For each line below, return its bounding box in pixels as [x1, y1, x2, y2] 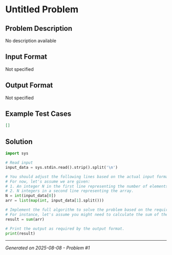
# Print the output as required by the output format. [5, 226, 125, 231]
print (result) [5, 231, 36, 236]
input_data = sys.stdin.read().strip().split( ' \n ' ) [5, 165, 118, 170]
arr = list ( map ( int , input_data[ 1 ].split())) [5, 198, 104, 203]
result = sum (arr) [5, 217, 45, 222]
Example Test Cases [5, 109, 72, 119]
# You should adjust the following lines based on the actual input [5, 174, 155, 179]
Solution [5, 137, 33, 146]
